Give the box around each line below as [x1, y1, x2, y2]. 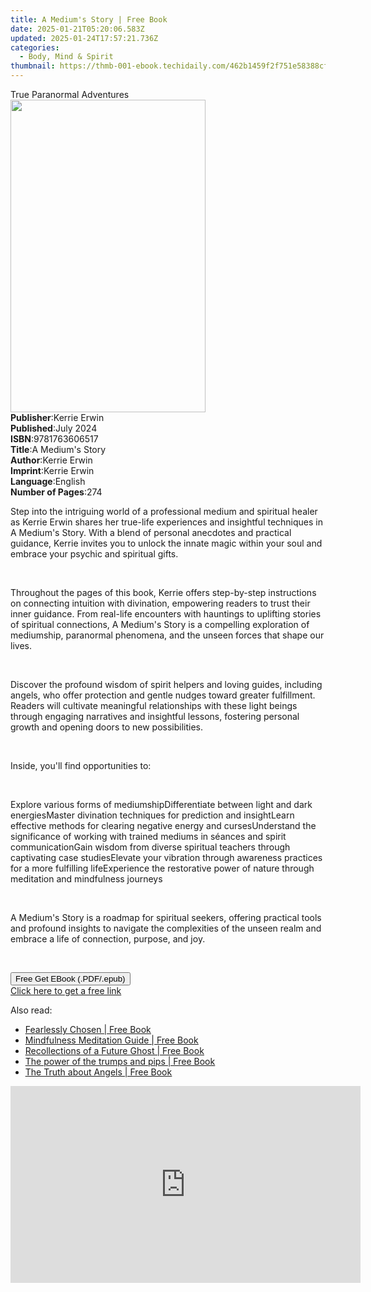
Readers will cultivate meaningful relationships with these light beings [10, 700, 298, 711]
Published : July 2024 [10, 422, 98, 434]
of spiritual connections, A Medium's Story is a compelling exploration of [10, 619, 310, 630]
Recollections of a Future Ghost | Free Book [24, 1045, 205, 1056]
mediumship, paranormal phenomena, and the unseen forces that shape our [10, 629, 325, 641]
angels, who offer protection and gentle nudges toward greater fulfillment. [10, 689, 316, 701]
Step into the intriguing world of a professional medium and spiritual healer [10, 506, 318, 517]
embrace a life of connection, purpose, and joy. [10, 933, 206, 945]
